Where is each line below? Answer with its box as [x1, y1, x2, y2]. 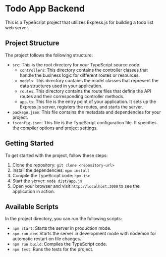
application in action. [12, 188, 55, 194]
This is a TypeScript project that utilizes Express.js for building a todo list [5, 19, 154, 25]
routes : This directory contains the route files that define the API [19, 88, 151, 94]
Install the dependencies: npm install [12, 167, 90, 173]
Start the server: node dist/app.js [12, 178, 83, 184]
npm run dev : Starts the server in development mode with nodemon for [12, 231, 157, 237]
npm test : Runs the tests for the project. [12, 246, 94, 253]
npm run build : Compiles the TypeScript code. [12, 241, 108, 247]
